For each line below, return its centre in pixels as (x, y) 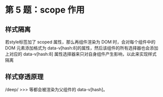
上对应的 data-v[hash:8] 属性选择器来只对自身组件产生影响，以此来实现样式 (81, 54)
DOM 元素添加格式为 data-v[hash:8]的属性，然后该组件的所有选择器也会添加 (82, 48)
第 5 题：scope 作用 (45, 10)
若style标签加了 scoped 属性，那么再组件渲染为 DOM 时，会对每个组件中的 (80, 42)
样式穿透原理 (24, 77)
